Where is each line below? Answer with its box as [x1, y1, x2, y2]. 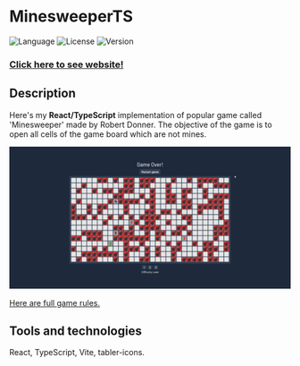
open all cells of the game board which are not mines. [9, 128, 207, 140]
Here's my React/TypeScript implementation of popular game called [9, 109, 262, 120]
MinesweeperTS [9, 6, 134, 27]
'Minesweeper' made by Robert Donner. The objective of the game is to [9, 119, 272, 130]
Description [9, 86, 76, 101]
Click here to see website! [9, 58, 124, 71]
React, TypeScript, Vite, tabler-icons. [9, 347, 146, 358]
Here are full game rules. [9, 297, 101, 308]
